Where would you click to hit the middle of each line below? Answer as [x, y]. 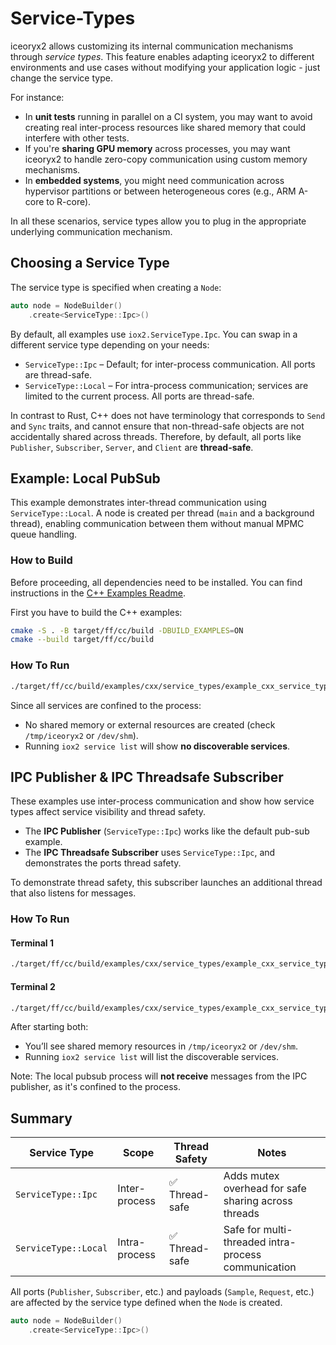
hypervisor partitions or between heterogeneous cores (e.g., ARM [160, 191]
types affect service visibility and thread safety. [108, 812]
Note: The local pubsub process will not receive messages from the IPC [159, 1076]
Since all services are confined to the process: [106, 705]
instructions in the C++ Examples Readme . [98, 593]
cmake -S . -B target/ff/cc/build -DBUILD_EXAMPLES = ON [127, 630]
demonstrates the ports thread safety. [103, 863]
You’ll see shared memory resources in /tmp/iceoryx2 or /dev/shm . [161, 1046]
